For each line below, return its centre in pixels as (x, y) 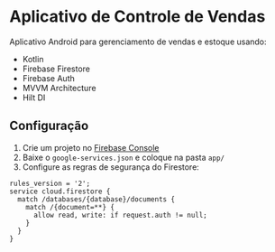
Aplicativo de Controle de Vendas (137, 17)
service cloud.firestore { (60, 191)
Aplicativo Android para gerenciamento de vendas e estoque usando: (138, 42)
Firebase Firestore (56, 69)
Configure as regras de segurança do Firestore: (111, 167)
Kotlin (33, 59)
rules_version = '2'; (50, 183)
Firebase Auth (48, 78)
